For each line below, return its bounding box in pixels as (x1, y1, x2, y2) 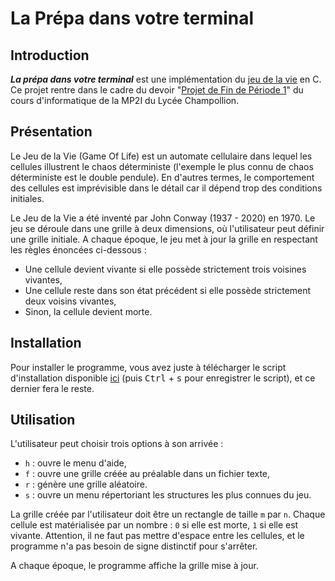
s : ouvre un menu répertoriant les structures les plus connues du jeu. (24, 489, 312, 501)
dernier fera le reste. (10, 382, 95, 394)
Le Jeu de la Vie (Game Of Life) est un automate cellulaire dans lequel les (10, 150, 313, 162)
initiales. (10, 192, 45, 204)
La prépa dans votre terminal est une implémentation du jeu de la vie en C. (10, 73, 322, 85)
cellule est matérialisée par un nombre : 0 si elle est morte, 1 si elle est (10, 519, 299, 531)
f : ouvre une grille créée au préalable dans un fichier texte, (24, 468, 271, 480)
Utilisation (10, 412, 76, 429)
